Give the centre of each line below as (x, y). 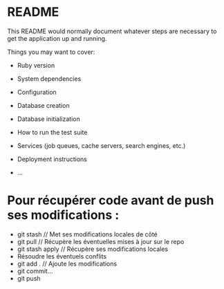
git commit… (35, 271)
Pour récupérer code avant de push (111, 201)
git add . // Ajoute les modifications (67, 263)
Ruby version (36, 65)
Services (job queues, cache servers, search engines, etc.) (101, 145)
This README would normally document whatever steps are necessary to (112, 31)
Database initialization (49, 119)
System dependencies (49, 78)
